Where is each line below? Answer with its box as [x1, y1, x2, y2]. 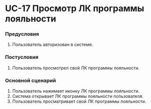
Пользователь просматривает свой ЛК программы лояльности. [12, 98, 147, 105]
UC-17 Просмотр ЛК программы [5, 3, 145, 14]
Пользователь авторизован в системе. [12, 42, 93, 48]
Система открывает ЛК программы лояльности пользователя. [12, 93, 144, 99]
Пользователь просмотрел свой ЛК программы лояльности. [12, 65, 140, 71]
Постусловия [5, 54, 39, 61]
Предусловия [5, 31, 39, 37]
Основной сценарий [5, 77, 56, 84]
